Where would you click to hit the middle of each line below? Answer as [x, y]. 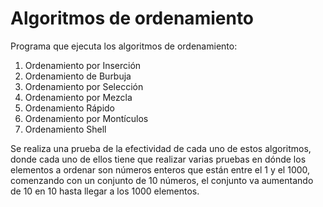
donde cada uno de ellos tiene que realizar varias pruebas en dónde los [158, 159]
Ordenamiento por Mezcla [78, 97]
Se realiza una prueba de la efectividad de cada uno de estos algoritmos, [161, 148]
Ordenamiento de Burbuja [78, 76]
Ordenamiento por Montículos [86, 118]
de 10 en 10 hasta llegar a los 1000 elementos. [105, 191]
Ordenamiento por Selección [84, 86]
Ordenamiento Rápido [70, 108]
